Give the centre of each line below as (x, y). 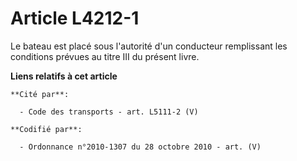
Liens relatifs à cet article (64, 76)
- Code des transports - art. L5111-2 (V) (109, 112)
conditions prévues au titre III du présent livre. (105, 56)
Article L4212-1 (75, 18)
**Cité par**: (40, 94)
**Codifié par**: (46, 129)
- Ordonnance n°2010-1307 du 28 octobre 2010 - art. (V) (140, 147)
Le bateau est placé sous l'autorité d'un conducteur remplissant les (149, 46)
